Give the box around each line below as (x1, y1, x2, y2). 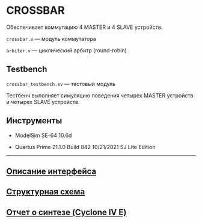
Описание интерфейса (6, 166, 97, 176)
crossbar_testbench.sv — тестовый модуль (6, 80, 116, 87)
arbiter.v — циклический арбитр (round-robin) (6, 46, 127, 54)
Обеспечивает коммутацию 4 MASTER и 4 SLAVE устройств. (6, 23, 163, 31)
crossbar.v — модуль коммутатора (6, 35, 96, 42)
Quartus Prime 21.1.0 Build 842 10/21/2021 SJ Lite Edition (14, 143, 156, 150)
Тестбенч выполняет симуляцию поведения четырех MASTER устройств (6, 91, 194, 99)
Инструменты (6, 115, 63, 126)
